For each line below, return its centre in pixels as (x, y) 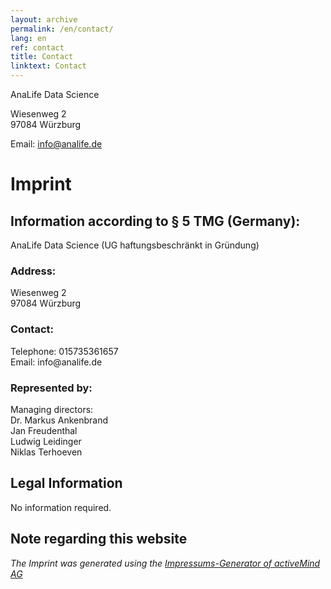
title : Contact (42, 57)
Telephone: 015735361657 (64, 351)
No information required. (61, 507)
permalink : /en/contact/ (62, 29)
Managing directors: (52, 409)
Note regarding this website (99, 539)
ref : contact (37, 47)
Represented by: (51, 388)
